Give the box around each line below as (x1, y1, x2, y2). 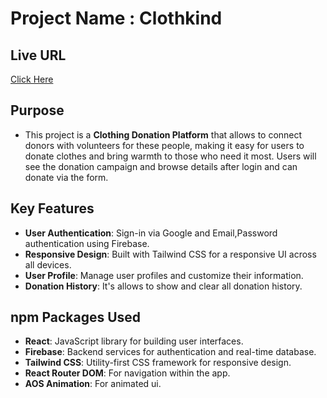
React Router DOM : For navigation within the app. (24, 367, 231, 379)
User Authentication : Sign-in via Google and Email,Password (24, 227, 278, 239)
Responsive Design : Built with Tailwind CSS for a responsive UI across (24, 248, 317, 260)
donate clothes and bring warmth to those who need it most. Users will (24, 150, 317, 162)
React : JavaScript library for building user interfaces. (24, 335, 244, 347)
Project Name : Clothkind (10, 7, 223, 30)
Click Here (10, 73, 54, 85)
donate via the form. (24, 171, 109, 183)
